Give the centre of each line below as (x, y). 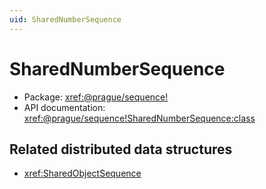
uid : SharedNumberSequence (65, 19)
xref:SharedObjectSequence (82, 173)
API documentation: (64, 107)
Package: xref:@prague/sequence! (96, 97)
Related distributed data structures (121, 149)
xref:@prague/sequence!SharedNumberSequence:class (139, 118)
